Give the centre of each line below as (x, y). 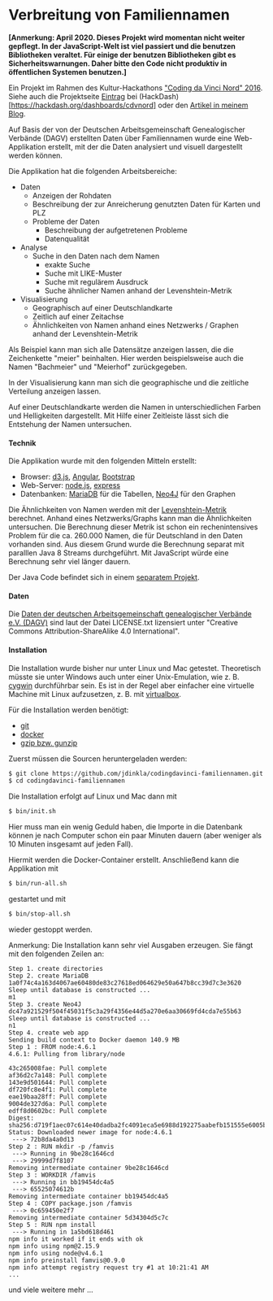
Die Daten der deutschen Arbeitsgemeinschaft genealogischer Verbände (130, 614)
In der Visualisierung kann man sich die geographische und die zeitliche (129, 382)
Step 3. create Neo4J (45, 1004)
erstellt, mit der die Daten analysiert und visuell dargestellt (145, 146)
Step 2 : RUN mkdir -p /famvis (61, 1147)
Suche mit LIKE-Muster (83, 273)
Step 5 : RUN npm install (52, 1225)
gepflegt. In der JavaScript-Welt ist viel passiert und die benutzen (122, 46)
